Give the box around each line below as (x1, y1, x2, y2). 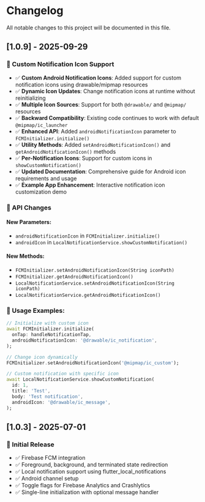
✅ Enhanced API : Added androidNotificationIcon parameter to (15, 127, 176, 135)
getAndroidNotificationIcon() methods (15, 148, 116, 155)
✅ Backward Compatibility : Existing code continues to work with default (15, 114, 199, 121)
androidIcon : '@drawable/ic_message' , (12, 399, 111, 405)
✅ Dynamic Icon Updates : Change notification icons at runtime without (15, 87, 196, 95)
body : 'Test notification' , (12, 393, 84, 400)
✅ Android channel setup (15, 475, 79, 482)
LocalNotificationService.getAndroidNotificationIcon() (15, 292, 161, 298)
